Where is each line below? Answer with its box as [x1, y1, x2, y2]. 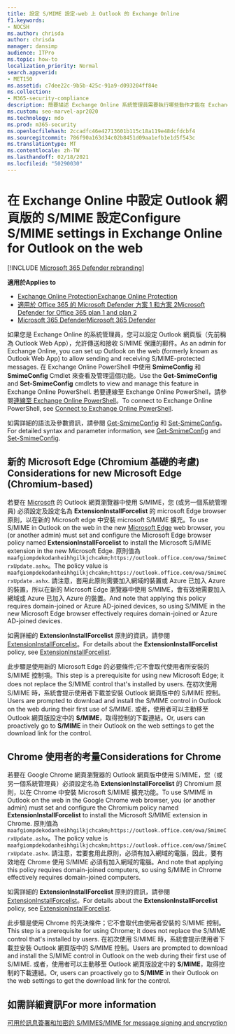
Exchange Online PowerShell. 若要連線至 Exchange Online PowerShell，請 [7, 387, 221, 396]
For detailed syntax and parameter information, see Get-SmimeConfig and [7, 426, 222, 435]
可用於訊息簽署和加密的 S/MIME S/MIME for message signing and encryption [7, 1019, 227, 1027]
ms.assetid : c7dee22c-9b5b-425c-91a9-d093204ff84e [7, 82, 158, 89]
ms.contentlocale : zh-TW [7, 147, 80, 154]
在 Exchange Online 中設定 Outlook [7, 192, 213, 208]
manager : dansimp [7, 43, 58, 50]
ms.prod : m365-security [7, 121, 77, 128]
